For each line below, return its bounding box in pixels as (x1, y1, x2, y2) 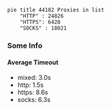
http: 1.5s (17, 81, 44, 90)
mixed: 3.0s (17, 74, 51, 82)
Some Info (7, 40, 43, 50)
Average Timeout (7, 58, 59, 66)
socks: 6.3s (17, 96, 51, 104)
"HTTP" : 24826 (20, 12, 64, 19)
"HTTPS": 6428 (20, 19, 61, 26)
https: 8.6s (17, 88, 49, 97)
